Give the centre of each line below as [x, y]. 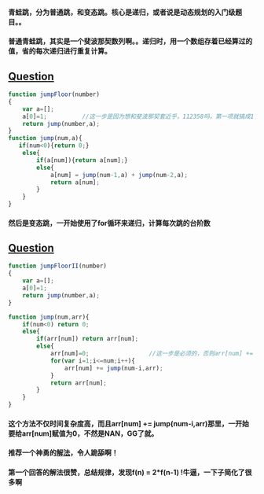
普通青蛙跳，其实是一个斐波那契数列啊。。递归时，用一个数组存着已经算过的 [130, 41]
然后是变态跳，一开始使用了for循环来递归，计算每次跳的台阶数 [109, 223]
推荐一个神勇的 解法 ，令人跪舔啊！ [63, 453]
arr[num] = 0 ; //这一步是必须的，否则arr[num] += [152, 354]
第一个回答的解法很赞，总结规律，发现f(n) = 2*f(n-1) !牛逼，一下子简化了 [126, 472]
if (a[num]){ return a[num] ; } [82, 160]
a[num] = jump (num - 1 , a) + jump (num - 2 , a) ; [119, 175]
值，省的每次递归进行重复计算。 [60, 51]
